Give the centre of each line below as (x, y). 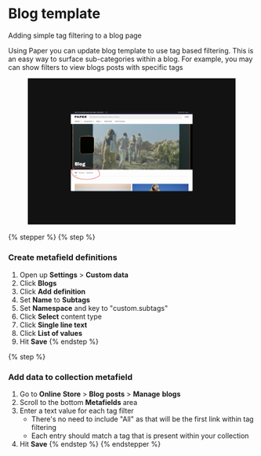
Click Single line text (53, 325)
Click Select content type (60, 316)
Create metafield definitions (63, 257)
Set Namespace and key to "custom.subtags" (94, 308)
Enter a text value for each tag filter (77, 411)
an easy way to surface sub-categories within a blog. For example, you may (130, 59)
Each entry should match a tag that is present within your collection (140, 436)
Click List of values (51, 333)
